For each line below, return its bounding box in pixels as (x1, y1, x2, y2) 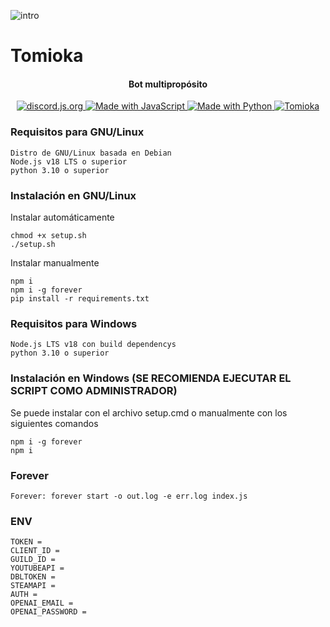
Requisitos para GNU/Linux (10, 125, 145, 139)
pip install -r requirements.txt (10, 293, 150, 304)
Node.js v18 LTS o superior (10, 156, 128, 167)
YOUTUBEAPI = (10, 563, 65, 574)
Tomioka (10, 45, 84, 67)
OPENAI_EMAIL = (10, 598, 74, 609)
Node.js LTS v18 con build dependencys (10, 340, 177, 350)
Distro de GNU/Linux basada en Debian (10, 148, 172, 158)
